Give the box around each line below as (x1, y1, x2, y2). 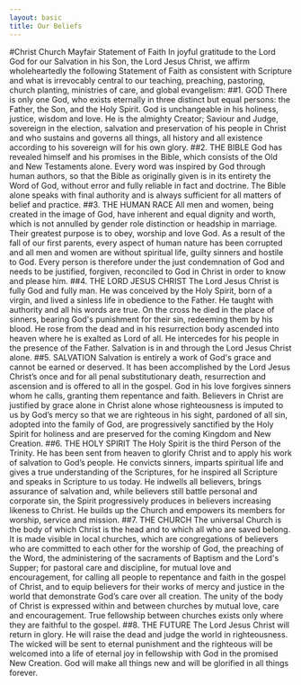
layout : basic (9, 13, 63, 22)
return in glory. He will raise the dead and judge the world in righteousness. (9, 628, 288, 639)
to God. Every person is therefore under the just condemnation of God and (9, 256, 285, 267)
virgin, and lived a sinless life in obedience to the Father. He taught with (9, 294, 274, 306)
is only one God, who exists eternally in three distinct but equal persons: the (9, 93, 290, 104)
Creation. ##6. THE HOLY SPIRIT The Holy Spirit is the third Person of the (9, 438, 281, 449)
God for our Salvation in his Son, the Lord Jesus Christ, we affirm (9, 56, 250, 67)
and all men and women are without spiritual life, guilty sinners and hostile (9, 246, 284, 257)
